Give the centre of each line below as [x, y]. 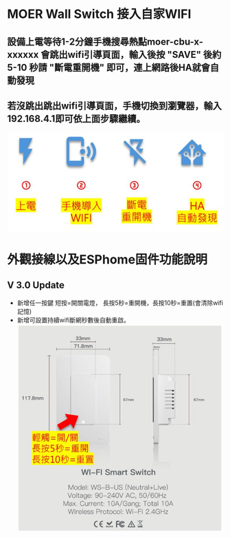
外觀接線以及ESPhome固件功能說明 [107, 259]
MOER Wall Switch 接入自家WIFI [99, 14]
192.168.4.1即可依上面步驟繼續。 [76, 119]
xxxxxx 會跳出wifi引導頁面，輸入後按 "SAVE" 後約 [114, 55]
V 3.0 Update [36, 285]
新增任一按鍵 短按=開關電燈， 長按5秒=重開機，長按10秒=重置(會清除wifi [120, 303]
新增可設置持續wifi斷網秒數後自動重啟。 [73, 320]
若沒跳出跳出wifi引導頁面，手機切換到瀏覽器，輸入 [114, 106]
